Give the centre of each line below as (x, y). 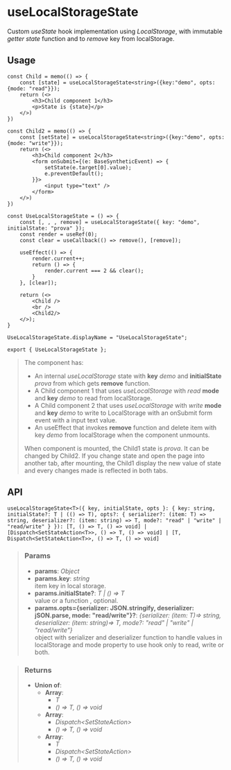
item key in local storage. (70, 585)
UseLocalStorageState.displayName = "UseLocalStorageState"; (97, 337)
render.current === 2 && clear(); (94, 271)
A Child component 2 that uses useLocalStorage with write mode (128, 405)
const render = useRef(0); (59, 234)
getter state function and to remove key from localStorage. (91, 38)
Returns (38, 670)
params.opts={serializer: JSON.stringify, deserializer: (114, 608)
